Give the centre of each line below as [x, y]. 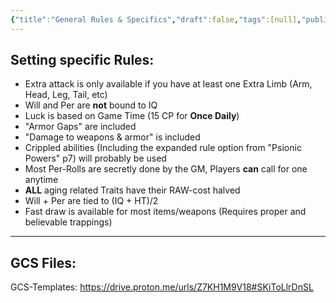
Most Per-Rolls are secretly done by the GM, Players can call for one [166, 169]
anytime [41, 180]
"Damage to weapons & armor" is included [112, 137]
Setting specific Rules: [82, 60]
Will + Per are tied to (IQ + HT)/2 [91, 201]
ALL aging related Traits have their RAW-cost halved [132, 190]
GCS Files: [43, 262]
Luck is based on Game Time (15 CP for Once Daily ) [132, 116]
